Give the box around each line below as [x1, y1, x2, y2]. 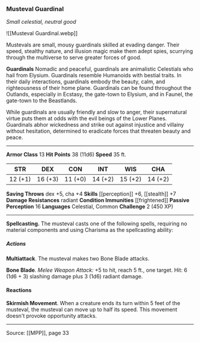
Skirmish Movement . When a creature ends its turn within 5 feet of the [6, 300, 180, 307]
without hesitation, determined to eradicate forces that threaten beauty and [6, 127, 191, 135]
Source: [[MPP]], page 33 [6, 330, 70, 337]
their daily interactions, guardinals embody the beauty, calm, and [6, 78, 165, 85]
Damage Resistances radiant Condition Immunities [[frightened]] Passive [6, 197, 190, 204]
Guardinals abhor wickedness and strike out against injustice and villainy [6, 121, 185, 128]
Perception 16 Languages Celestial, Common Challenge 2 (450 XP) [6, 203, 174, 210]
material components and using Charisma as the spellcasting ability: [6, 227, 174, 234]
